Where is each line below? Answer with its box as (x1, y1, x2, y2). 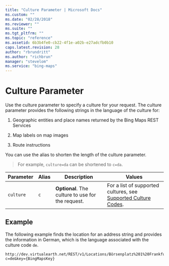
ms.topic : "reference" (5, 36, 53, 41)
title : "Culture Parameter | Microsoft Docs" (5, 7, 102, 13)
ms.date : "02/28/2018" (5, 17, 53, 22)
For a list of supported (107, 182, 159, 189)
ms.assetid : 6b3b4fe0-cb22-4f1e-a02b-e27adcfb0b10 (5, 40, 114, 45)
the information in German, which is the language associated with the (5, 236, 149, 242)
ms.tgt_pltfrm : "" (5, 31, 44, 36)
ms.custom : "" (5, 12, 35, 17)
